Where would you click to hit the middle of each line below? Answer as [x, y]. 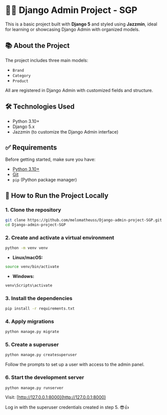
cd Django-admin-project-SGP [35, 224]
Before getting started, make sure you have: [50, 159]
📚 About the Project [37, 46]
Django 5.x [23, 126]
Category [21, 75]
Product [20, 81]
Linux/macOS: [28, 257]
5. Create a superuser [32, 344]
